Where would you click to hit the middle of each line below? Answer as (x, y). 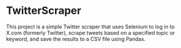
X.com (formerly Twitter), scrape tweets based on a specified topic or (90, 32)
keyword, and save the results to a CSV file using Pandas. (76, 39)
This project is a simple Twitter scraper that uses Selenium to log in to (90, 27)
